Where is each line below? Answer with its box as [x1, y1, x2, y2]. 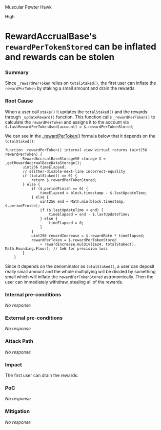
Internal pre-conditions [5, 291, 61, 298]
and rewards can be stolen [5, 51, 115, 63]
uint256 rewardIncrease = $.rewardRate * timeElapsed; [31, 233, 145, 238]
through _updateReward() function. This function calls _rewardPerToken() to [5, 114, 155, 119]
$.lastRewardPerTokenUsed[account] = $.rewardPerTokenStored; [5, 124, 134, 129]
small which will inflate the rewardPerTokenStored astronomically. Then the [5, 274, 154, 280]
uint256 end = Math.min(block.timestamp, [40, 199, 125, 204]
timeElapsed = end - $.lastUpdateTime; [48, 212, 130, 217]
